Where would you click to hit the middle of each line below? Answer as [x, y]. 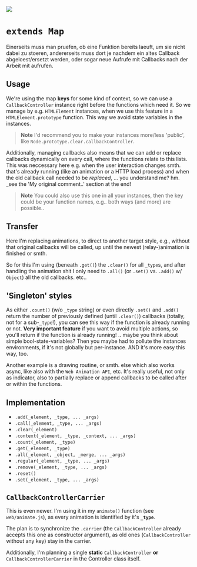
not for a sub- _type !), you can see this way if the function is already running [98, 322]
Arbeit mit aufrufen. [30, 65]
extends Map [35, 32]
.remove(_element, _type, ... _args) [61, 468]
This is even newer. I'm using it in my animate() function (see [80, 511]
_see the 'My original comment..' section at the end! [69, 184]
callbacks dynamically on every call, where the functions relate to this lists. [97, 159]
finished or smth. [26, 253]
